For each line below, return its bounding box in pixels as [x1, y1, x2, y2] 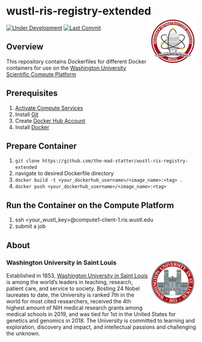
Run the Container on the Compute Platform [6, 200, 174, 210]
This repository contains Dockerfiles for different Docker [6, 57, 147, 65]
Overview [6, 42, 44, 52]
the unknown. [6, 329, 40, 337]
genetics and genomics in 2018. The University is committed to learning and [6, 317, 195, 324]
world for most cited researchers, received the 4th [6, 297, 131, 305]
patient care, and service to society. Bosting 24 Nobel [6, 285, 140, 292]
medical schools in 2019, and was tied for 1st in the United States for [6, 310, 176, 318]
